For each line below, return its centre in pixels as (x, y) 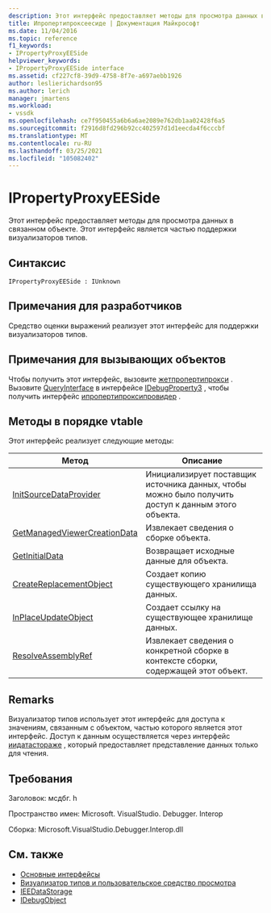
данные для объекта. (187, 561)
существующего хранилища (201, 584)
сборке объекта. (178, 538)
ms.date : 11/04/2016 (43, 31)
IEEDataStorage (46, 891)
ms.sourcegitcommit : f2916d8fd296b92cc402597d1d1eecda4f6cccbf (117, 128)
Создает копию (176, 574)
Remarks (31, 700)
